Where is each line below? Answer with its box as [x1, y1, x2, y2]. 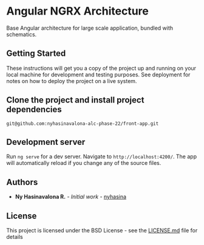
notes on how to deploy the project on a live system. [6, 77, 137, 84]
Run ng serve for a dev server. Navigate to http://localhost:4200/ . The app [6, 153, 197, 160]
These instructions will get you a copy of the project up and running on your [6, 64, 196, 72]
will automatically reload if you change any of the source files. [6, 159, 161, 167]
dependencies [6, 104, 62, 115]
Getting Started [6, 49, 66, 59]
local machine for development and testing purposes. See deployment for [6, 71, 191, 78]
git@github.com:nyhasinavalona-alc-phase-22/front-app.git [6, 120, 159, 127]
